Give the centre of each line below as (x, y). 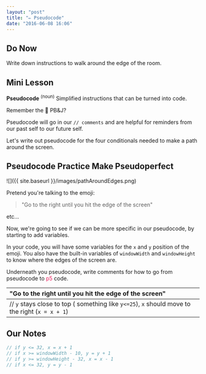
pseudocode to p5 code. (37, 279)
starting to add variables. (38, 235)
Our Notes (26, 333)
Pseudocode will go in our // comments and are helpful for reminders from (99, 122)
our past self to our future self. (45, 128)
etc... (13, 217)
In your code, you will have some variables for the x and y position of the (98, 247)
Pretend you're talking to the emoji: (51, 193)
